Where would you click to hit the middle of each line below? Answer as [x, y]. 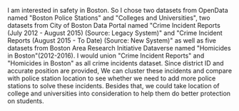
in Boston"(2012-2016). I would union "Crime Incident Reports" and [106, 55]
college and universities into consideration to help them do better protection [119, 93]
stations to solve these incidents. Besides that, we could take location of [113, 86]
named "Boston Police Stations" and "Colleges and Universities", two [109, 18]
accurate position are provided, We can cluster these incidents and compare [120, 71]
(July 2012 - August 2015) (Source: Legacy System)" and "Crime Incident [115, 33]
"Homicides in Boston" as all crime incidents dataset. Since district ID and [116, 63]
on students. [26, 101]
